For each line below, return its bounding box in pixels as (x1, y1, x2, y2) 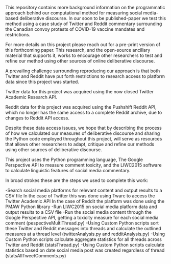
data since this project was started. (5, 79, 79, 85)
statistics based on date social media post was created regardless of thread (5, 247, 165, 253)
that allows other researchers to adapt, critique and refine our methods (5, 141, 155, 147)
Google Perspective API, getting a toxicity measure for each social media (5, 215, 159, 220)
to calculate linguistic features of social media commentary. (5, 168, 131, 173)
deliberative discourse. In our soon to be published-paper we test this (19, 15, 166, 21)
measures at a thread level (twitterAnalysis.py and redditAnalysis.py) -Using (5, 231, 165, 237)
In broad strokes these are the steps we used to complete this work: (5, 177, 149, 184)
